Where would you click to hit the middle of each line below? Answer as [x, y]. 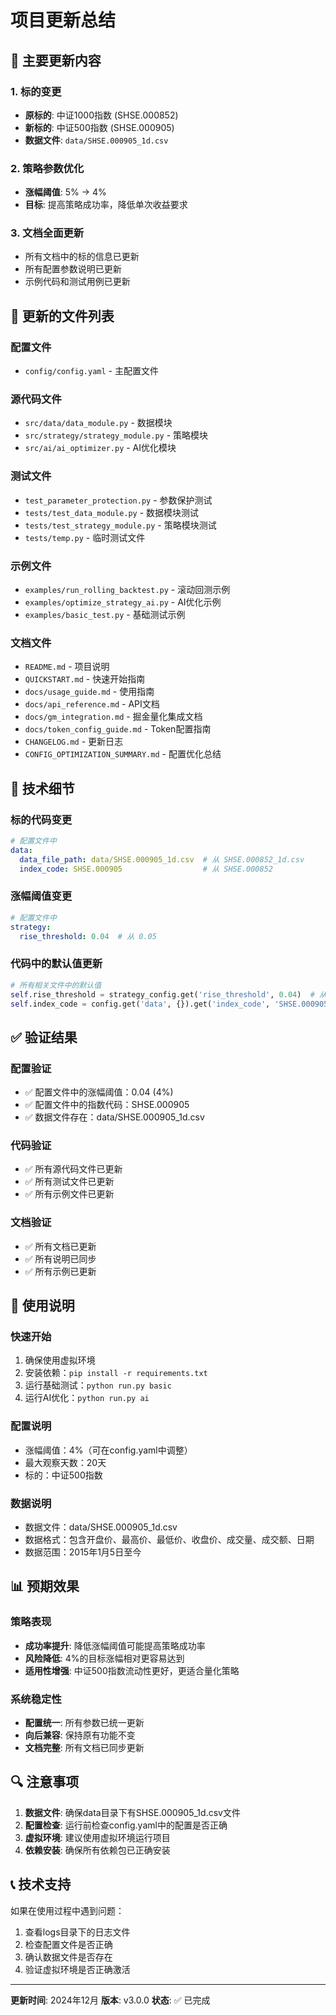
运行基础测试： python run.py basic [98, 1385]
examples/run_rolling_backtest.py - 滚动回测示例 [127, 590]
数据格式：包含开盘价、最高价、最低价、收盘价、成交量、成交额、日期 [169, 1539]
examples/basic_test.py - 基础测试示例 [105, 615]
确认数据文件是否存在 [68, 1957]
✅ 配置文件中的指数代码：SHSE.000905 [107, 1105]
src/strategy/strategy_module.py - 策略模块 [116, 435]
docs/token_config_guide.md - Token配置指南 [118, 729]
